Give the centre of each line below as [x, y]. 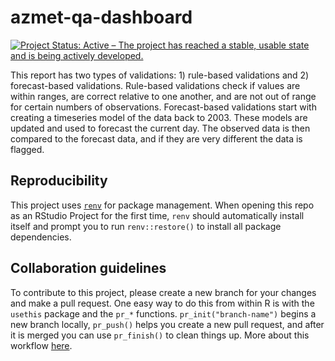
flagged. [27, 149]
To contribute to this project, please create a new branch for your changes [163, 292]
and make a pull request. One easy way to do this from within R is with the [162, 303]
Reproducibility [59, 181]
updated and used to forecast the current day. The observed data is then [160, 128]
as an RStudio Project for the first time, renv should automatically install [157, 215]
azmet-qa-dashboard [101, 17]
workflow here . [41, 345]
